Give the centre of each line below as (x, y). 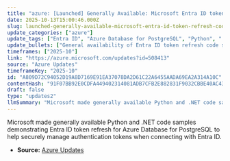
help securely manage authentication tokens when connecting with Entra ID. (114, 136)
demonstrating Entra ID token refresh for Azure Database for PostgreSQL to (114, 129)
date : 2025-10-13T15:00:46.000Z (53, 20)
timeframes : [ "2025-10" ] (42, 52)
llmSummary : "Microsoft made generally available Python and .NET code (111, 103)
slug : (15, 26)
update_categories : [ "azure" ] (50, 33)
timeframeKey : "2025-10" (42, 71)
